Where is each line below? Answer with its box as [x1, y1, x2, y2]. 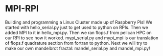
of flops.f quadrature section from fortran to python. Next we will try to [5, 40, 148, 46]
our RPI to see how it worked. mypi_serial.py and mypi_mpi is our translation [5, 35, 159, 41]
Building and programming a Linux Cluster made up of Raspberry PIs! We [5, 19, 153, 25]
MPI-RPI [5, 3, 39, 14]
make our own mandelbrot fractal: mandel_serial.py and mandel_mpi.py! [5, 45, 150, 51]
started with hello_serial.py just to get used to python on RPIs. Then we [5, 24, 148, 30]
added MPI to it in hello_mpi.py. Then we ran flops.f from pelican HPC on [5, 29, 152, 35]
